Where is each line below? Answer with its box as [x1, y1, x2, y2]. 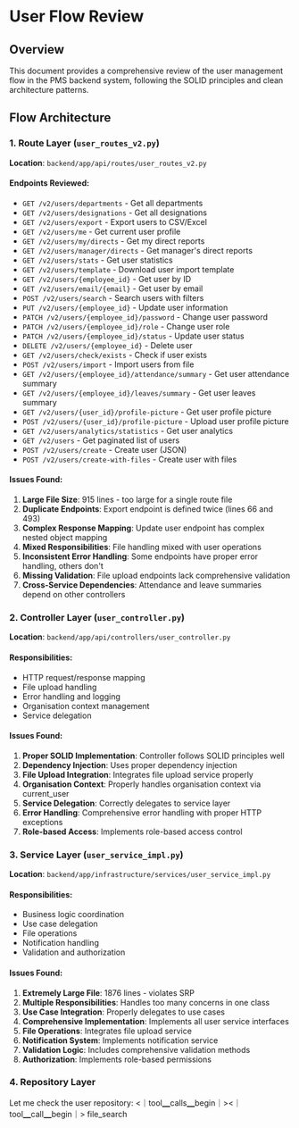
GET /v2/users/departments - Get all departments [21, 197, 203, 208]
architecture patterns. [9, 85, 89, 95]
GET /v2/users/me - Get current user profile [21, 226, 181, 237]
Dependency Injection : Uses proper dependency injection [21, 759, 238, 770]
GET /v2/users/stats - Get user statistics [21, 255, 173, 265]
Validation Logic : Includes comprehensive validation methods [21, 1044, 251, 1055]
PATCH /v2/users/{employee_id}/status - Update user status [21, 330, 245, 341]
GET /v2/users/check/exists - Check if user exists [21, 349, 208, 360]
